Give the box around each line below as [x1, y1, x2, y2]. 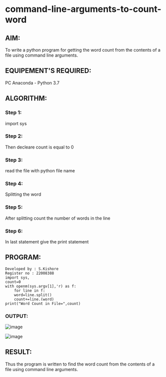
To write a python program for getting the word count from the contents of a [5, 47, 161, 53]
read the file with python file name [5, 168, 75, 174]
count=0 [5, 279, 21, 284]
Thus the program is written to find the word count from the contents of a [5, 361, 155, 367]
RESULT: [5, 348, 32, 356]
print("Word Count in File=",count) [5, 301, 81, 306]
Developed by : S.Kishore [5, 266, 58, 271]
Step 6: [5, 227, 23, 234]
